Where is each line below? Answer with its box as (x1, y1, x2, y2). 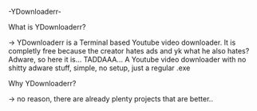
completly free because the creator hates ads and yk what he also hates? (8, 46, 250, 55)
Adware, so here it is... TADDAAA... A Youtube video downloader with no (8, 55, 247, 64)
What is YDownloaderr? (8, 22, 86, 31)
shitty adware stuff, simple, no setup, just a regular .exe (8, 63, 191, 73)
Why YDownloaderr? (8, 79, 77, 88)
